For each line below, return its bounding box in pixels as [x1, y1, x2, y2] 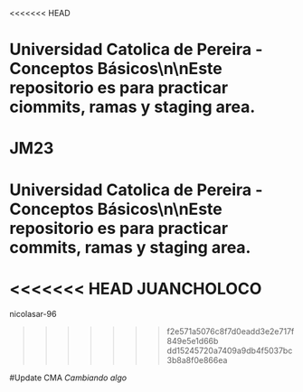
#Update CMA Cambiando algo [9, 372, 128, 383]
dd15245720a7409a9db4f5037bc [166, 345, 293, 356]
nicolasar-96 [9, 308, 57, 319]
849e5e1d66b [166, 335, 219, 346]
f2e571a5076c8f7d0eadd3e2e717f [166, 325, 295, 337]
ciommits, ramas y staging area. [9, 97, 256, 117]
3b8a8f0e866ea [166, 354, 228, 365]
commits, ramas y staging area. [9, 237, 251, 257]
